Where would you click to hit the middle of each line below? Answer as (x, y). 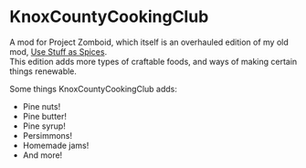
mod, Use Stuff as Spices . (58, 51)
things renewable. (43, 71)
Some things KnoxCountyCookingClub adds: (94, 89)
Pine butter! (44, 116)
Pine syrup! (44, 126)
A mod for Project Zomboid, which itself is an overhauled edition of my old (149, 42)
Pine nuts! (42, 106)
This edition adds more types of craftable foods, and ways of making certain (153, 61)
